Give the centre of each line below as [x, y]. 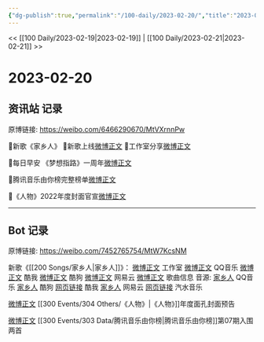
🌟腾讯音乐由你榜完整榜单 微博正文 [62, 179]
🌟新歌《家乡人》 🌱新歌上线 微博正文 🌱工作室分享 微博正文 [99, 145]
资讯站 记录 [35, 109]
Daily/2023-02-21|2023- [205, 38]
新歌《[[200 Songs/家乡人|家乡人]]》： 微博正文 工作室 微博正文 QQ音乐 [123, 267]
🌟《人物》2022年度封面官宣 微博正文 [67, 196]
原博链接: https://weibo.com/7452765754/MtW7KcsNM [97, 251]
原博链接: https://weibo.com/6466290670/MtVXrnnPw [97, 129]
